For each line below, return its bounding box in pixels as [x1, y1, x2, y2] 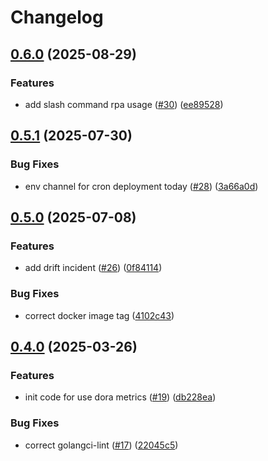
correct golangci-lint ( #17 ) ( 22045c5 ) [24, 439, 179, 451]
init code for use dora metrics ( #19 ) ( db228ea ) [24, 391, 217, 403]
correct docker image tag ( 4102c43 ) [24, 309, 175, 321]
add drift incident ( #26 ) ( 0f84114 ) [24, 262, 163, 274]
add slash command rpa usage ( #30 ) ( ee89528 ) [24, 98, 224, 110]
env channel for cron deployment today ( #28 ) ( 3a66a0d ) [24, 180, 259, 192]
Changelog [10, 6, 104, 29]
